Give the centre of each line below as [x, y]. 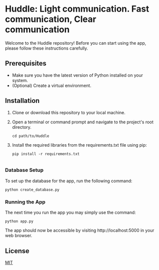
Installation [22, 101]
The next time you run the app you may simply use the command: [71, 213]
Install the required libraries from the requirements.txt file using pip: [79, 145]
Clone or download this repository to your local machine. [69, 112]
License [17, 251]
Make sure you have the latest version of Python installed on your [77, 75]
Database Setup [24, 170]
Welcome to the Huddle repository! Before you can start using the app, [76, 43]
